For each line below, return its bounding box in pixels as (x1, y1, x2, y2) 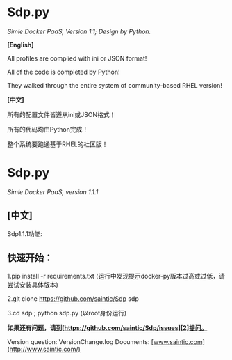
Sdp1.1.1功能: (7, 229, 43, 237)
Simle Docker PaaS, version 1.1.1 (7, 187, 99, 196)
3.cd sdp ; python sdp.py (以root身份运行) (7, 308, 127, 317)
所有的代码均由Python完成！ (7, 125, 89, 133)
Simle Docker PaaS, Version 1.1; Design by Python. (7, 27, 151, 36)
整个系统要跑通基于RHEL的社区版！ (7, 140, 108, 148)
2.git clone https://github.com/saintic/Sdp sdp (7, 294, 139, 303)
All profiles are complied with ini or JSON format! (7, 54, 147, 63)
